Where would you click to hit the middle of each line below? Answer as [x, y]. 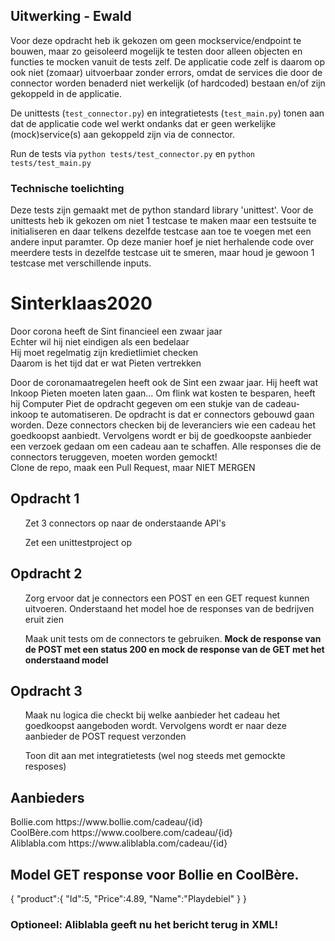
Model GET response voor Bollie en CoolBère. [155, 874]
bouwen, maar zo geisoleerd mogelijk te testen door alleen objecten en [156, 51]
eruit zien [44, 619]
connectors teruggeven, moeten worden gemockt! [114, 457]
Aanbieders [47, 797]
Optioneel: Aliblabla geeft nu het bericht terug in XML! [144, 925]
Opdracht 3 [46, 691]
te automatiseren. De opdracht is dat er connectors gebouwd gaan [177, 415]
